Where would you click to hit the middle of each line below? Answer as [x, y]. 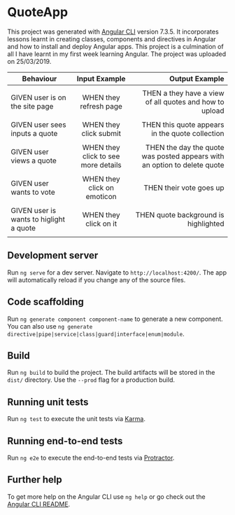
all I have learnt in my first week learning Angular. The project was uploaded [117, 54]
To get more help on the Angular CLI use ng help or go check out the [106, 496]
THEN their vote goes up [184, 188]
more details [101, 165]
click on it [101, 224]
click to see [101, 156]
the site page [32, 106]
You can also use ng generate [50, 326]
